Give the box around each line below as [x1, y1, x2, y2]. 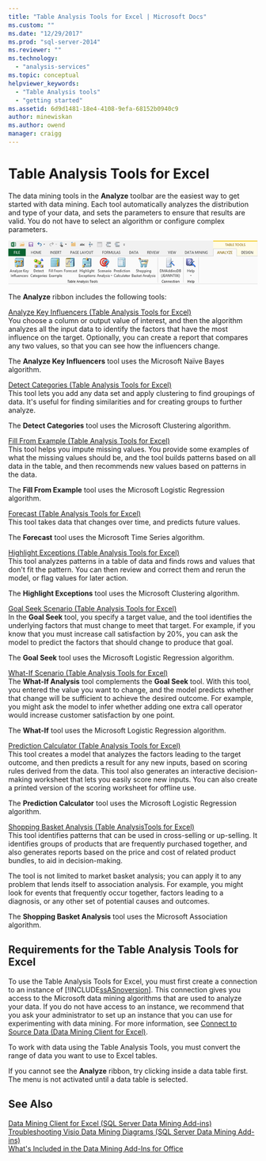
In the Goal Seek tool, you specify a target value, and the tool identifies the [8, 612, 253, 622]
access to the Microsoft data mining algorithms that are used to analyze [8, 993, 242, 1003]
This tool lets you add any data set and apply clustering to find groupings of [8, 389, 256, 398]
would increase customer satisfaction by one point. [8, 710, 176, 720]
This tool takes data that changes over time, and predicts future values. [8, 517, 241, 527]
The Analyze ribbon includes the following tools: [8, 292, 167, 301]
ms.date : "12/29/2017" [8, 29, 83, 37]
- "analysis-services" [15, 63, 90, 71]
